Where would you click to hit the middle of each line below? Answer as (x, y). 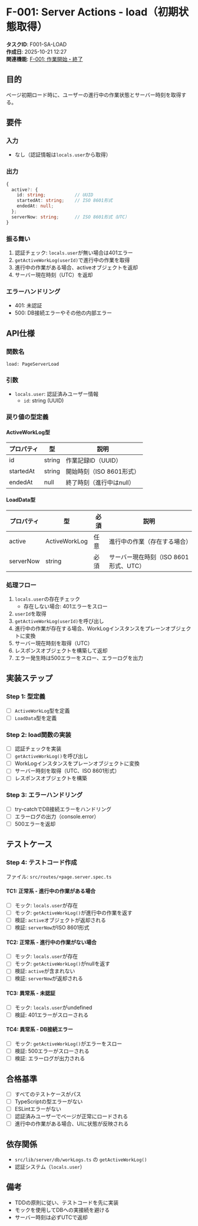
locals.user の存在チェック (47, 599)
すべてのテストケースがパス (48, 1094)
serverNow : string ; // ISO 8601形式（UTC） (70, 217)
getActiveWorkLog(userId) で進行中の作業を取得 (72, 260)
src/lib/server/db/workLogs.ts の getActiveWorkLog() (81, 1159)
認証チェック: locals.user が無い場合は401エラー (74, 253)
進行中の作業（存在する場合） (150, 542)
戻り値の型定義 (27, 417)
